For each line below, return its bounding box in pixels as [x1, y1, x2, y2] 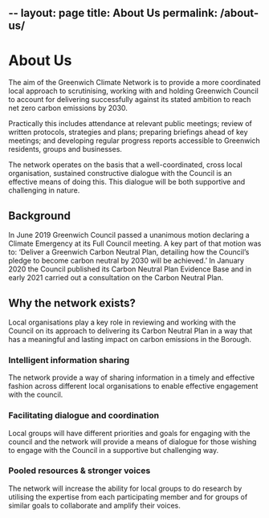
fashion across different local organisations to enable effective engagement [8, 381, 259, 391]
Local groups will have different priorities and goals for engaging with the [8, 428, 251, 438]
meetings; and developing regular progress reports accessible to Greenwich [8, 136, 261, 145]
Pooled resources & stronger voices [8, 465, 151, 476]
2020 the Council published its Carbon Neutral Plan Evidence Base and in [8, 264, 252, 274]
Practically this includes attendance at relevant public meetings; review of [8, 119, 253, 128]
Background [8, 209, 71, 222]
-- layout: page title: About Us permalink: [8, 6, 218, 20]
